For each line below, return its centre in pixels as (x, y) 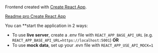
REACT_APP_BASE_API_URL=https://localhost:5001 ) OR (65, 40)
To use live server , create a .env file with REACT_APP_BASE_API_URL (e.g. (83, 35)
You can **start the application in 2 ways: (47, 26)
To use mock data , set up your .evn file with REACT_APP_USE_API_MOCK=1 (83, 45)
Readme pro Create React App (36, 16)
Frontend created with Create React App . (46, 7)
